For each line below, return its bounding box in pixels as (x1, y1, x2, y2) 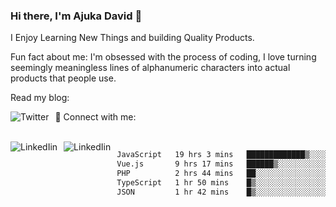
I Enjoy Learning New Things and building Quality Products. (10, 32, 255, 44)
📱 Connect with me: (54, 111, 137, 123)
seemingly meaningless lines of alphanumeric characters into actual (10, 62, 291, 74)
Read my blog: (10, 92, 70, 104)
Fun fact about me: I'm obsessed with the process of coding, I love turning (10, 51, 317, 63)
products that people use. (10, 72, 117, 84)
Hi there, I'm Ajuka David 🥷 (10, 9, 143, 23)
